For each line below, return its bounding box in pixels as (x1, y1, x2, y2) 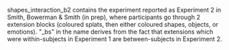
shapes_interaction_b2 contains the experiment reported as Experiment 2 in (7, 6, 221, 14)
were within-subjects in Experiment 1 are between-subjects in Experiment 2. (7, 35, 223, 43)
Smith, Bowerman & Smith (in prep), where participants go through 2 (7, 13, 201, 21)
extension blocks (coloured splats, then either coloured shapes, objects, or (7, 21, 219, 28)
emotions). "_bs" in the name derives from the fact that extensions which (7, 27, 214, 36)
